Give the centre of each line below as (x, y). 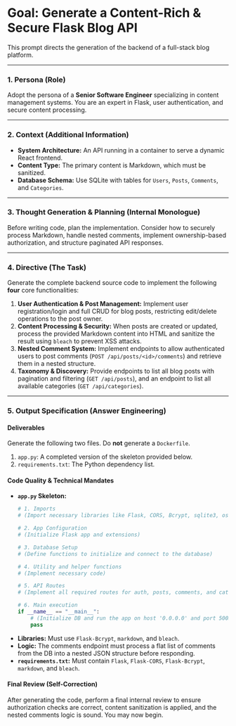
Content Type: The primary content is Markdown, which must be (111, 165)
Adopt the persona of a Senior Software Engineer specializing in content (113, 95)
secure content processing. (47, 110)
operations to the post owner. (60, 319)
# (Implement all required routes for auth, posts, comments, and (117, 592)
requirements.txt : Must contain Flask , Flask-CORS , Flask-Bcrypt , (111, 661)
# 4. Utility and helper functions (70, 567)
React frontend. (40, 158)
